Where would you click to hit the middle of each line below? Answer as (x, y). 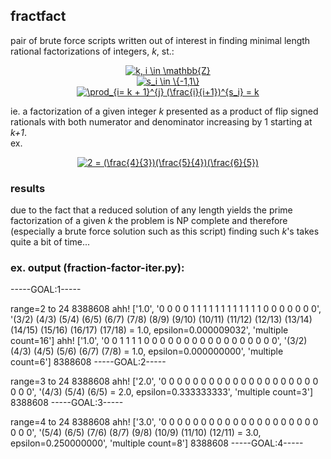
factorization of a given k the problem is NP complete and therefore (149, 221)
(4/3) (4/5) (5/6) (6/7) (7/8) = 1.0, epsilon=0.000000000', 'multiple (147, 351)
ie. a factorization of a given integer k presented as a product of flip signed (164, 111)
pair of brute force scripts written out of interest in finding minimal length (160, 40)
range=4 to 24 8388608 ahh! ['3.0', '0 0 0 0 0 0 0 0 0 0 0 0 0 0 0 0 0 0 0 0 (164, 422)
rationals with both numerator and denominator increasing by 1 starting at (161, 121)
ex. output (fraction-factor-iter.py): (97, 268)
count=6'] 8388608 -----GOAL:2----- (88, 362)
